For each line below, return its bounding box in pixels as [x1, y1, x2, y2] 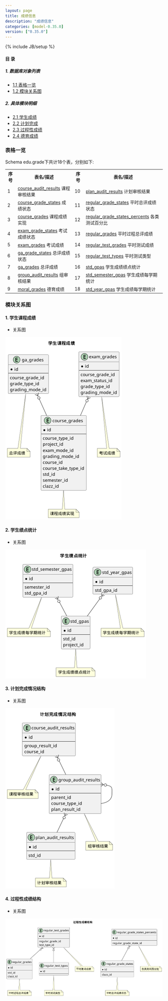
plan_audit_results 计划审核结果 [85, 188, 150, 194]
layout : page [5, 8, 32, 13]
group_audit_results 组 [17, 272, 64, 278]
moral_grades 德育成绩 [17, 286, 65, 292]
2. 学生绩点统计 [5, 527, 37, 533]
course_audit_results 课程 [17, 185, 70, 191]
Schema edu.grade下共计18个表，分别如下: [5, 158, 94, 165]
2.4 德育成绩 [12, 133, 38, 139]
